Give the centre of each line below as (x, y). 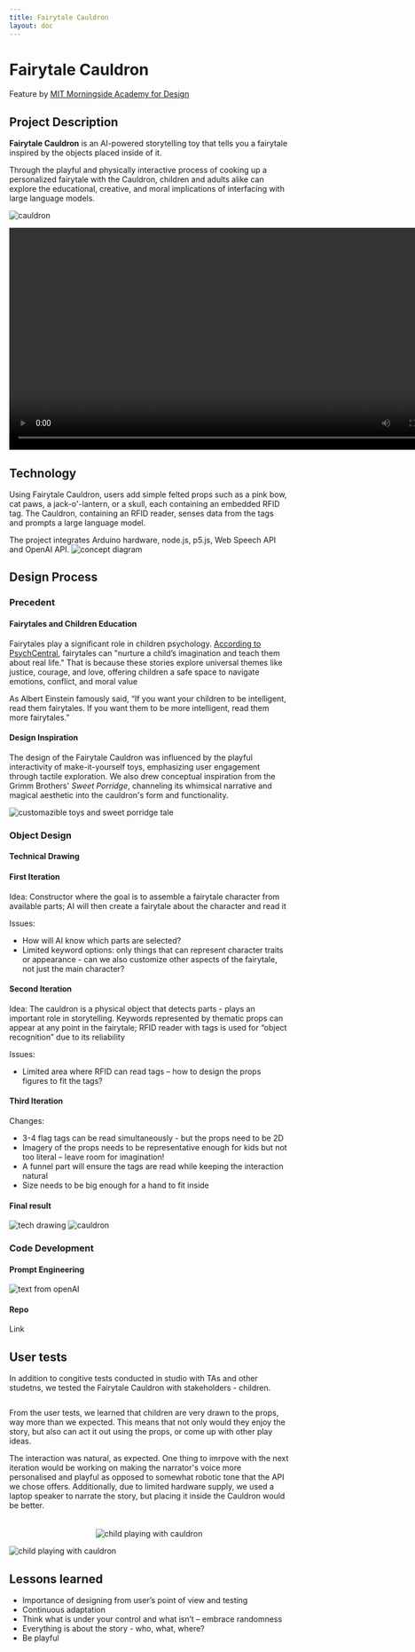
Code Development (52, 1248)
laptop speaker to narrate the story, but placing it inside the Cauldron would (147, 1496)
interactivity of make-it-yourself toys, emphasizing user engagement (135, 767)
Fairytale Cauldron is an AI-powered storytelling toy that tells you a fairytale (149, 144)
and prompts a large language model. (78, 523)
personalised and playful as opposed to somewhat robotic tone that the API (147, 1477)
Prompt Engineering (47, 1269)
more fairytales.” (39, 717)
